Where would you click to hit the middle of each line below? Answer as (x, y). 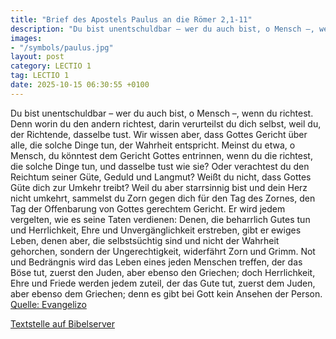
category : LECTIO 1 (51, 66)
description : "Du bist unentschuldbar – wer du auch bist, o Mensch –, (162, 29)
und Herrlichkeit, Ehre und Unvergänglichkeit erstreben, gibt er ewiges (156, 230)
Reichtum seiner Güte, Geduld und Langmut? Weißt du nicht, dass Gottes (161, 177)
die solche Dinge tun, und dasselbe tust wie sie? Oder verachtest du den (160, 166)
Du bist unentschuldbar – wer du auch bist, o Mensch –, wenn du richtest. (162, 113)
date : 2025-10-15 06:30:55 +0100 (80, 85)
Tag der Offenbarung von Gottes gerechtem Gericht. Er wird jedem (148, 208)
